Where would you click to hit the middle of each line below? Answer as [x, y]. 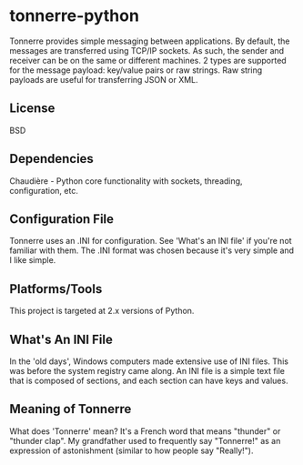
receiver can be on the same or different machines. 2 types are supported [148, 60]
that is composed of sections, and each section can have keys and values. [149, 380]
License [32, 109]
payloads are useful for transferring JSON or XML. [104, 79]
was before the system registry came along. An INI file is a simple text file [147, 371]
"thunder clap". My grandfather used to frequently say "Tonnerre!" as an [145, 440]
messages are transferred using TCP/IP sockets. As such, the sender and [147, 50]
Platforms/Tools [56, 289]
